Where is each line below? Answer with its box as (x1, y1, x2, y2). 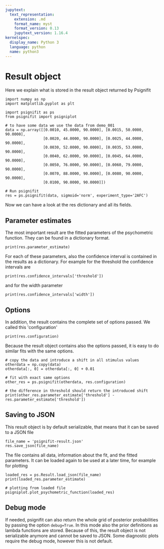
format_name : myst (14, 21, 52, 26)
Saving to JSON (5, 410, 55, 419)
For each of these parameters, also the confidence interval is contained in (5, 253, 157, 259)
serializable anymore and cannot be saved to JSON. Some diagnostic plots (5, 532, 159, 538)
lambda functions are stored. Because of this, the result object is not (5, 527, 146, 533)
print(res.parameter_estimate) (5, 244, 70, 250)
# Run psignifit (5, 188, 39, 194)
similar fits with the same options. (5, 348, 74, 354)
